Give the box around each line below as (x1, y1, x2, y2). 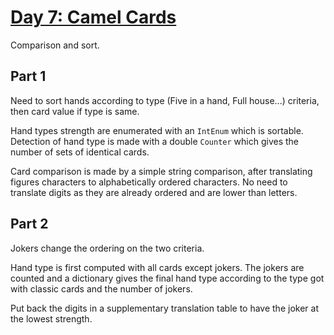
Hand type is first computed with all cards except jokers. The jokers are (10, 261, 305, 273)
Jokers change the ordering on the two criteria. (10, 242, 205, 254)
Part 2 (10, 216, 49, 233)
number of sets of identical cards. (10, 146, 150, 158)
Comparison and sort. (10, 39, 100, 51)
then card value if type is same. (10, 105, 140, 117)
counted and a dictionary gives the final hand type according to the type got (10, 272, 325, 284)
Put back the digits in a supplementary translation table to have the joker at (10, 302, 319, 314)
